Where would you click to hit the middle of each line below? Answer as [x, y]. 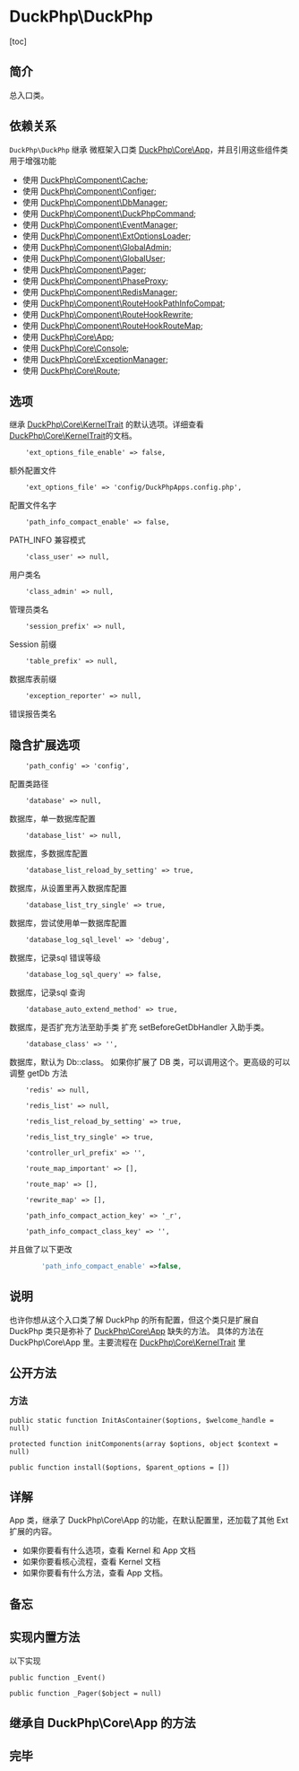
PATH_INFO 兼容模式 [47, 540]
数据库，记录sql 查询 [47, 992]
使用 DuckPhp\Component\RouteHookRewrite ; [108, 314]
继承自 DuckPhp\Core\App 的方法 [103, 1723]
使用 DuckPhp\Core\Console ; [76, 348]
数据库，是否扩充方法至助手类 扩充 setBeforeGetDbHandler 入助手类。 [139, 1027]
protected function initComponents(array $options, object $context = [144, 1444]
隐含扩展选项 [45, 745]
